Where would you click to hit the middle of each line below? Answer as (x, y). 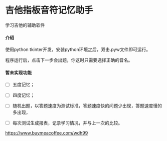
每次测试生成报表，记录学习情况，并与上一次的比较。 (67, 122)
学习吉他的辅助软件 (25, 25)
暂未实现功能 (18, 72)
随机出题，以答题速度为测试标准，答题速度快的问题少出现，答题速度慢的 (87, 106)
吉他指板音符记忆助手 (49, 10)
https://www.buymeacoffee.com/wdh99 (47, 132)
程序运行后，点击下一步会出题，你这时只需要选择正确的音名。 (69, 60)
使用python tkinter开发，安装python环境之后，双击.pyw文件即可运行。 (78, 49)
